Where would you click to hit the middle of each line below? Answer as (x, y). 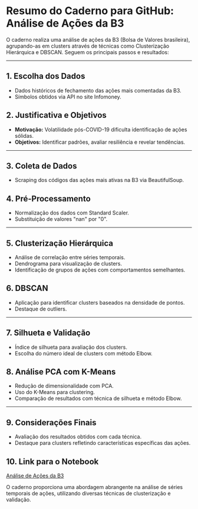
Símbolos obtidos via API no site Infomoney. (68, 97)
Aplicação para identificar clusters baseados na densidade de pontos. (100, 302)
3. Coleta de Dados (42, 166)
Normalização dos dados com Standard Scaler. (72, 213)
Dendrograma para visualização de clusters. (68, 264)
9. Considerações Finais (51, 422)
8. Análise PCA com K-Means (61, 372)
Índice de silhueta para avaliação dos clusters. (71, 347)
